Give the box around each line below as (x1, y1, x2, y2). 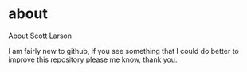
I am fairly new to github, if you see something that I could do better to (8, 46, 239, 55)
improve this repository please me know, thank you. (8, 55, 178, 64)
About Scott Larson (8, 31, 72, 40)
